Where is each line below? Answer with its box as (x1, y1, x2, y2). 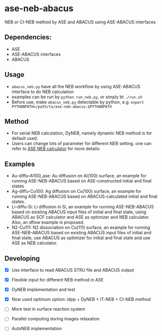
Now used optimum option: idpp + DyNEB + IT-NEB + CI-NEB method (11, 297, 151, 302)
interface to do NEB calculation (11, 89, 74, 94)
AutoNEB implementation (11, 326, 62, 332)
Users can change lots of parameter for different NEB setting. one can (11, 141, 152, 147)
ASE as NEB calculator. (11, 240, 58, 246)
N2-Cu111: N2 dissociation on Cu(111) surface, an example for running (11, 224, 150, 230)
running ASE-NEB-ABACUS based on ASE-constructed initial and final (11, 178, 152, 184)
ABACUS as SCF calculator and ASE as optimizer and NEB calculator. (11, 214, 150, 220)
